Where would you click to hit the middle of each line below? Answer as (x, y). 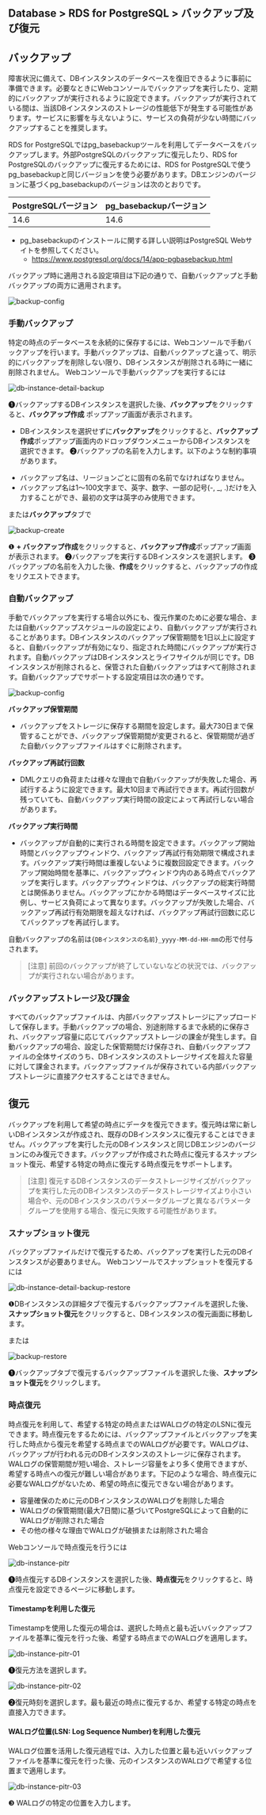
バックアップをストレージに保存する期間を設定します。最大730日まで (133, 726)
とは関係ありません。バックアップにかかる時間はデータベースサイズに (134, 892)
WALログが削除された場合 (62, 1520)
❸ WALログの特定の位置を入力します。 (72, 1802)
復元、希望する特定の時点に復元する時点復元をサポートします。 (133, 1164)
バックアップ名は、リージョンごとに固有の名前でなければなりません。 (134, 477)
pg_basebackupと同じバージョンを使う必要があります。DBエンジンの (122, 174)
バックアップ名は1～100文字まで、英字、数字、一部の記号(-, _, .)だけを (135, 487)
